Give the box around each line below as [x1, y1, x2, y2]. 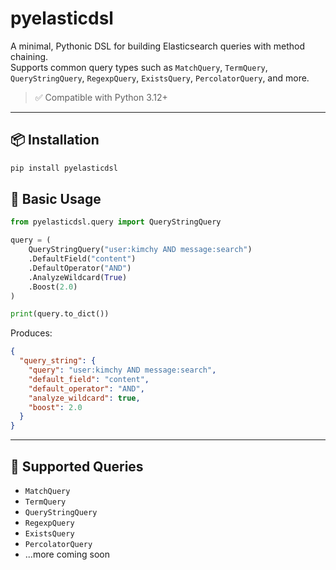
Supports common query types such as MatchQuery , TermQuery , [10, 61, 268, 73]
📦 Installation [10, 132, 100, 149]
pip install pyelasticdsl [10, 163, 118, 173]
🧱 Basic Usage [10, 191, 102, 208]
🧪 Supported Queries [10, 458, 144, 475]
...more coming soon [24, 548, 110, 560]
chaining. [10, 50, 49, 62]
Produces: [10, 327, 53, 339]
